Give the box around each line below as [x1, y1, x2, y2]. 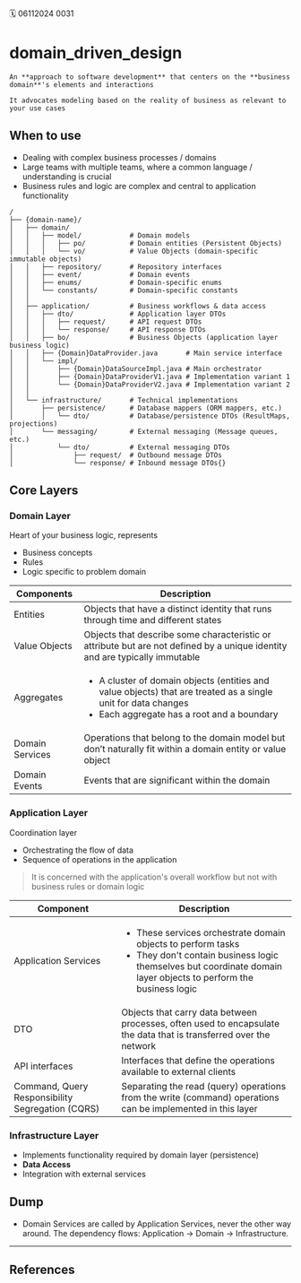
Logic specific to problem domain [21, 567, 146, 577]
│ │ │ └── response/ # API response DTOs [9, 325, 206, 334]
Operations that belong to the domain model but [83, 732, 286, 744]
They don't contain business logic [136, 949, 279, 961]
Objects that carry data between [120, 1006, 258, 1019]
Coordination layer [9, 827, 78, 837]
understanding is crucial [21, 170, 112, 182]
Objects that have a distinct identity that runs [83, 602, 272, 615]
